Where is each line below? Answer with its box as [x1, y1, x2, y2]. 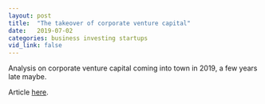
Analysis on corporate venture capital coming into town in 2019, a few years [8, 63, 258, 73]
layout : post [8, 11, 52, 20]
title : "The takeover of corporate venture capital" [8, 19, 192, 27]
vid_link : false [8, 42, 62, 50]
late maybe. [8, 72, 47, 82]
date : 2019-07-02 [8, 26, 73, 34]
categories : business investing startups [8, 34, 148, 42]
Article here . [8, 87, 49, 97]
